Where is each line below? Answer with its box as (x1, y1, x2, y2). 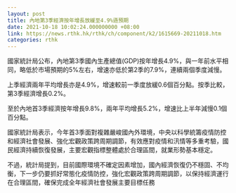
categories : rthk (7, 37, 58, 44)
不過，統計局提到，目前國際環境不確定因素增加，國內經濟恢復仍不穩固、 (7, 161, 216, 169)
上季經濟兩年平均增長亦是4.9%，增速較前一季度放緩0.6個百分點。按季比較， (7, 80, 229, 89)
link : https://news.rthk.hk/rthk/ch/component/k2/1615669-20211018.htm (7, 30, 221, 37)
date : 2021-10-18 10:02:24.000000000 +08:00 (7, 23, 140, 30)
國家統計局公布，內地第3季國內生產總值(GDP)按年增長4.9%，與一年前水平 (7, 57, 223, 66)
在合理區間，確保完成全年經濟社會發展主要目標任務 (7, 178, 155, 187)
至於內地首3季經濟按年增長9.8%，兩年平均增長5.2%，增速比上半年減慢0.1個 (7, 104, 228, 113)
